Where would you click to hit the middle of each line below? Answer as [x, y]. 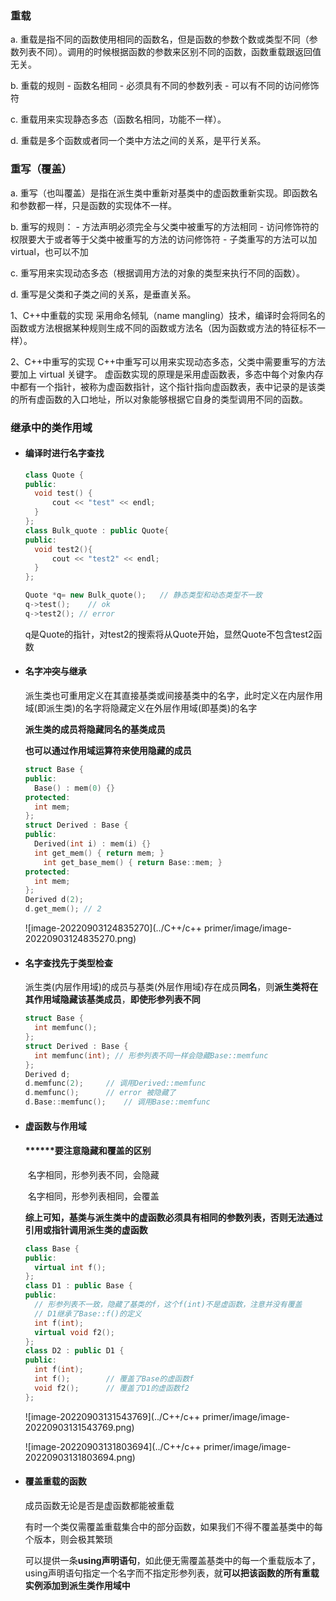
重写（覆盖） [41, 169]
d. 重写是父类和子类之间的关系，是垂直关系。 [103, 294]
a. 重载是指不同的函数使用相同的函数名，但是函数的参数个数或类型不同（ [160, 39]
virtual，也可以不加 [49, 251]
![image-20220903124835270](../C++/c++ [113, 928]
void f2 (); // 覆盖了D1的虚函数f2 [112, 1388]
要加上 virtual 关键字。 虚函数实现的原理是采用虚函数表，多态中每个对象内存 [167, 374]
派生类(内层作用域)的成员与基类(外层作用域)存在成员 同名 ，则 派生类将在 [171, 987]
